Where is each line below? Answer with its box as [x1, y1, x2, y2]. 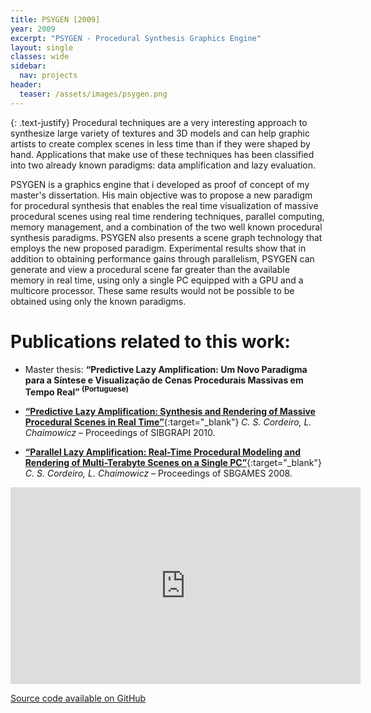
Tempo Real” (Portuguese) [24, 384, 129, 398]
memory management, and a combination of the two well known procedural [10, 221, 323, 233]
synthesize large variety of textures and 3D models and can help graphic [10, 127, 310, 139]
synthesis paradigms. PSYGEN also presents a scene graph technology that [10, 231, 323, 243]
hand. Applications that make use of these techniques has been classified [10, 148, 315, 160]
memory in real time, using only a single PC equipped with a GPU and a [10, 274, 304, 286]
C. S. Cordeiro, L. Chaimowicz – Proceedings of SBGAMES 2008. [24, 467, 293, 480]
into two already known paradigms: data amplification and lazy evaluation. [10, 159, 316, 171]
